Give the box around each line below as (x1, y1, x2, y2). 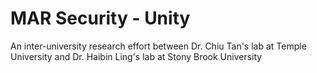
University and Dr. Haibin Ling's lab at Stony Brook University (10, 50, 263, 62)
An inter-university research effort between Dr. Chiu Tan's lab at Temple (10, 40, 307, 52)
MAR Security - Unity (10, 7, 191, 30)
